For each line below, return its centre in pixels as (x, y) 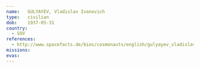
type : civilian (28, 17)
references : (21, 39)
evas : (13, 56)
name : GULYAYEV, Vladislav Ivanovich (56, 12)
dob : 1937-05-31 (30, 22)
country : (17, 28)
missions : (18, 50)
